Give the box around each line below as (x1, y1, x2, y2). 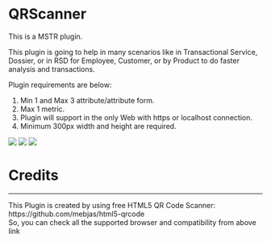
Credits (8, 166, 59, 185)
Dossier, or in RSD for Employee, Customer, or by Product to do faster (8, 56, 240, 65)
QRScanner (8, 5, 87, 23)
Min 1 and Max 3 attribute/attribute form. (19, 95, 155, 105)
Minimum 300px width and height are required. (19, 121, 177, 131)
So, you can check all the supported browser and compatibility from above (8, 217, 256, 227)
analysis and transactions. (8, 64, 95, 73)
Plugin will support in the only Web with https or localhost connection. (19, 112, 252, 122)
